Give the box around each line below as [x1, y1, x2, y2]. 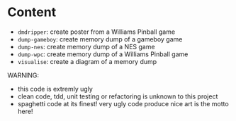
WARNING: [7, 71, 40, 79]
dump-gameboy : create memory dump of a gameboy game [17, 34, 183, 43]
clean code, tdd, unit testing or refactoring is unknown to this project [17, 92, 218, 101]
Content [7, 4, 57, 20]
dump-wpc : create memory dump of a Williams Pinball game [17, 50, 189, 58]
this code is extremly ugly [17, 84, 94, 93]
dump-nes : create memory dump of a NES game [17, 42, 155, 51]
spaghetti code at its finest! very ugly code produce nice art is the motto [17, 99, 229, 108]
